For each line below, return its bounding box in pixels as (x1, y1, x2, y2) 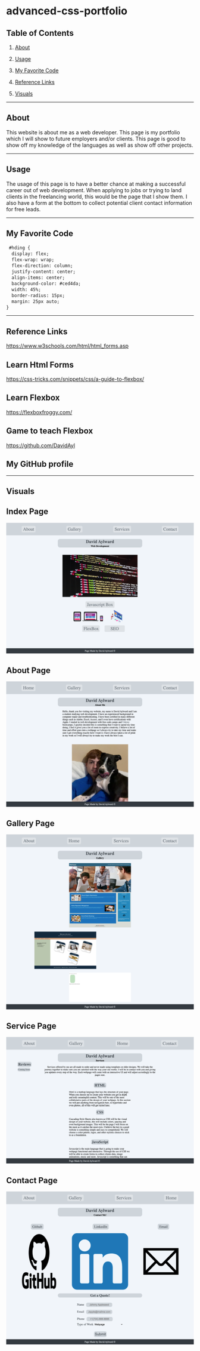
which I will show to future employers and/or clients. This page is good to (6, 135, 186, 142)
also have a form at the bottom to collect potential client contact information (6, 199, 192, 207)
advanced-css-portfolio (6, 4, 128, 18)
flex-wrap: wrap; (11, 257, 55, 263)
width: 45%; (11, 287, 42, 293)
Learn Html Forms (6, 359, 74, 370)
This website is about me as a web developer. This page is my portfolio (6, 128, 180, 136)
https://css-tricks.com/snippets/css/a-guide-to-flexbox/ (6, 376, 145, 383)
